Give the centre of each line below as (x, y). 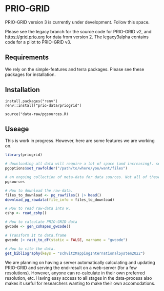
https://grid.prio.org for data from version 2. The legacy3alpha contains (77, 37)
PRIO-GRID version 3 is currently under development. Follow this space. (77, 22)
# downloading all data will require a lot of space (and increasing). (79, 164)
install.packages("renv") (31, 101)
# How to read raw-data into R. (38, 209)
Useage (17, 129)
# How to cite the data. (30, 249)
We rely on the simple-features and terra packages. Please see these (75, 69)
